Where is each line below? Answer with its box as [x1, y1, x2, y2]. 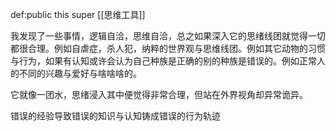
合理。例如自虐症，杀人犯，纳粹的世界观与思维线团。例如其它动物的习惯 [27, 43, 326, 54]
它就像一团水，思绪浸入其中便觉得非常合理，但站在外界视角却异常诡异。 [10, 89, 308, 100]
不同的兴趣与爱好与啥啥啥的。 [18, 68, 142, 79]
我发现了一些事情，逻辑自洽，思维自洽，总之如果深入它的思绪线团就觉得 [10, 30, 308, 42]
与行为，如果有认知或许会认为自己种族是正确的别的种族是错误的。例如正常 [10, 55, 317, 67]
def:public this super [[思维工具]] [10, 9, 146, 20]
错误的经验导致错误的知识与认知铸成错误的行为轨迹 [10, 110, 221, 122]
